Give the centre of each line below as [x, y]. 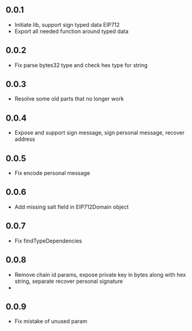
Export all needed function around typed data [71, 31]
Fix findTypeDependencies [48, 241]
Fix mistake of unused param [51, 321]
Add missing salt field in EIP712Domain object [71, 207]
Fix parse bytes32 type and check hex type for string [81, 65]
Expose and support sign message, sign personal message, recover [99, 133]
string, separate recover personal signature [69, 281]
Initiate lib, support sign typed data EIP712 [67, 24]
